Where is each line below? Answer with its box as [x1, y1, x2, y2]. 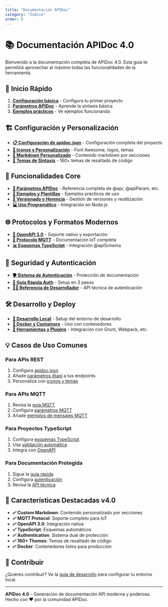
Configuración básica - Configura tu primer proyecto [12, 98, 123, 104]
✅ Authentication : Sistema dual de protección [12, 532, 108, 538]
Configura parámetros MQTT [12, 407, 72, 414]
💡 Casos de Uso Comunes [5, 341, 87, 349]
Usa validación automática [12, 442, 67, 448]
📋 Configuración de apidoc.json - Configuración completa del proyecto [12, 139, 162, 145]
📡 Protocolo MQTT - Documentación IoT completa [12, 237, 116, 243]
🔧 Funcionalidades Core [5, 172, 81, 180]
